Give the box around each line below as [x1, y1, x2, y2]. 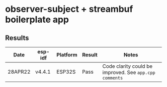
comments [102, 75, 123, 81]
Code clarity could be [102, 63, 153, 70]
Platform [56, 51, 78, 58]
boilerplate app [5, 14, 69, 25]
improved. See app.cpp [102, 69, 156, 76]
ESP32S [56, 68, 76, 75]
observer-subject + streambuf [5, 3, 133, 15]
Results [5, 34, 29, 42]
